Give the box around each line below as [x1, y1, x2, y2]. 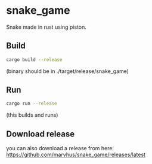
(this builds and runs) [6, 111, 58, 119]
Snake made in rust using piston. [6, 23, 86, 31]
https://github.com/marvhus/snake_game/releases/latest [6, 151, 146, 159]
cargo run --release [6, 101, 58, 107]
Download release [6, 129, 75, 139]
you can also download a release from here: [6, 145, 114, 152]
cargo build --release [6, 56, 63, 63]
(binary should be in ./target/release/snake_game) [6, 67, 129, 75]
